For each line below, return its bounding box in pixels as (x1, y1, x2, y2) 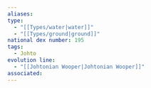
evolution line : (7, 57, 56, 64)
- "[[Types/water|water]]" (14, 23, 94, 31)
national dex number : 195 (7, 37, 84, 44)
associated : (7, 70, 43, 77)
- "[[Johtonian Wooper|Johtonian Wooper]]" (14, 63, 145, 70)
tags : (7, 43, 24, 50)
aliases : (7, 10, 33, 18)
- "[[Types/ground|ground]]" (14, 30, 100, 38)
